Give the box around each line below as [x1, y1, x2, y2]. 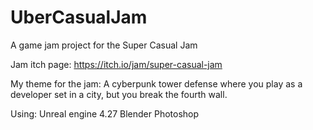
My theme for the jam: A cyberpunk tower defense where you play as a [10, 77, 303, 90]
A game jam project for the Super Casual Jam [10, 39, 198, 51]
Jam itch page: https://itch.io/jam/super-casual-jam [10, 58, 223, 70]
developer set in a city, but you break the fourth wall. [10, 88, 228, 100]
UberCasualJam [10, 6, 148, 29]
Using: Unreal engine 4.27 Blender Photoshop [10, 107, 200, 120]
